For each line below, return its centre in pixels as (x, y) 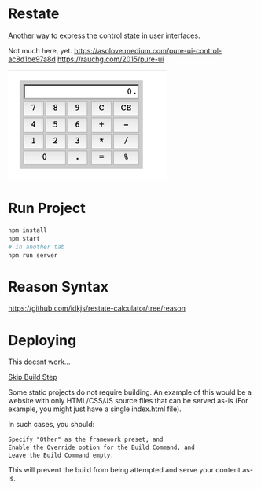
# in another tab (37, 247)
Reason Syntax (58, 287)
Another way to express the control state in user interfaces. (104, 35)
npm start (24, 238)
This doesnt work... (39, 362)
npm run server (33, 255)
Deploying (42, 340)
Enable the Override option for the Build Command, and (101, 448)
